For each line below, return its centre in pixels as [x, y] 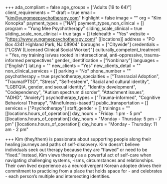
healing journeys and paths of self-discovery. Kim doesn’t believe [73, 144]
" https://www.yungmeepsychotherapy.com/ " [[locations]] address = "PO [80, 39]
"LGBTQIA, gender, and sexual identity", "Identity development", [71, 87]
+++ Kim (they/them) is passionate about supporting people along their [78, 139]
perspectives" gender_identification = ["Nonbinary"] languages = [92, 60]
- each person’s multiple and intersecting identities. [58, 176]
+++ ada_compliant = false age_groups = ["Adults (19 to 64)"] [69, 7]
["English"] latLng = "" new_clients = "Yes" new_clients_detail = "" [73, 65]
